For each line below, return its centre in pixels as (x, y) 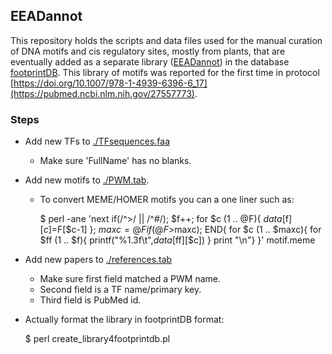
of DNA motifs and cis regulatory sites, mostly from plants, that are (148, 51)
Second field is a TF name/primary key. (120, 290)
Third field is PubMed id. (90, 300)
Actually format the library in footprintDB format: (124, 320)
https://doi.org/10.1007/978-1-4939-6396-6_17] (110, 83)
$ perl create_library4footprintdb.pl (97, 339)
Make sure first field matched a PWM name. (130, 279)
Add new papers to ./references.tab (98, 260)
